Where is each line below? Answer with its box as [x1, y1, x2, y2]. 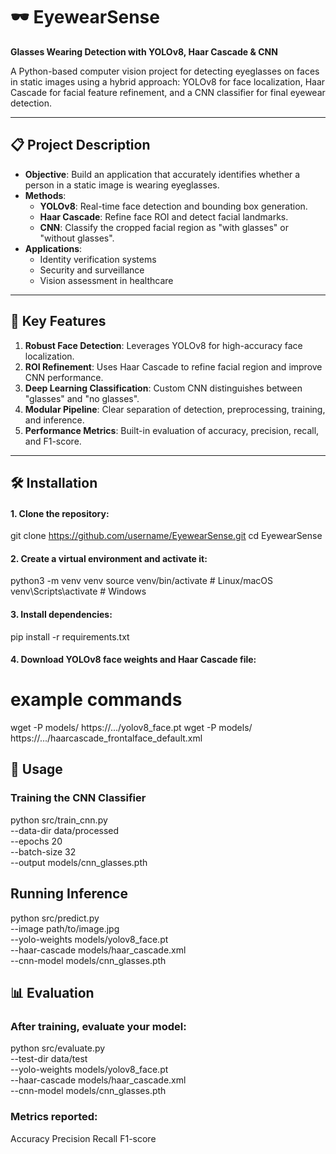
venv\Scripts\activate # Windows [10, 585, 147, 598]
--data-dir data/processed [10, 824, 120, 836]
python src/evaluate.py [10, 1042, 106, 1054]
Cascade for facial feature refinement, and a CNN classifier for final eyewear [10, 86, 326, 98]
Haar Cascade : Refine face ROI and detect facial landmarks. [39, 210, 289, 223]
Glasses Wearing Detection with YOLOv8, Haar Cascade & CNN [10, 45, 278, 58]
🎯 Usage [10, 761, 63, 778]
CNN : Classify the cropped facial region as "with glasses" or [39, 221, 289, 233]
